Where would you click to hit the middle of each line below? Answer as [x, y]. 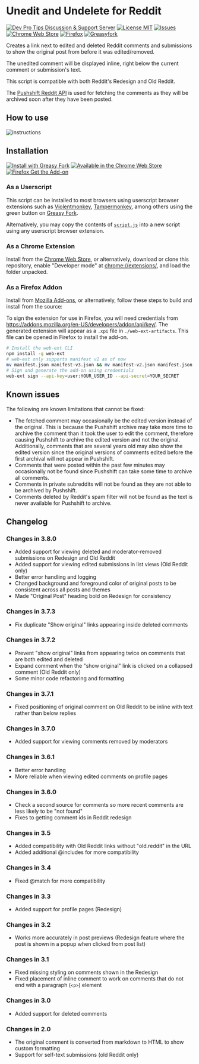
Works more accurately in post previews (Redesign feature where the [99, 937]
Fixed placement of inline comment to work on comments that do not [99, 979]
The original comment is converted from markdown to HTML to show [99, 1042]
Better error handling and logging [56, 577]
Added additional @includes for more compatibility [77, 852]
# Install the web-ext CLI [40, 348]
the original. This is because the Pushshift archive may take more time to [104, 427]
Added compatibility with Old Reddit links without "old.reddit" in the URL [103, 846]
